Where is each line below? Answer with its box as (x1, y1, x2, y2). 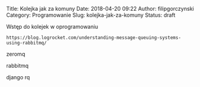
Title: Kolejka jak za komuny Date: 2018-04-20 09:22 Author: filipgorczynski (6, 5, 194, 12)
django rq (6, 74, 30, 80)
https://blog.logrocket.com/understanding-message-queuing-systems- (6, 35, 181, 41)
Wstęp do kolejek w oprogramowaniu (6, 23, 98, 30)
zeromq (6, 50, 25, 58)
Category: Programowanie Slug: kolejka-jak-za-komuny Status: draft (6, 11, 176, 19)
